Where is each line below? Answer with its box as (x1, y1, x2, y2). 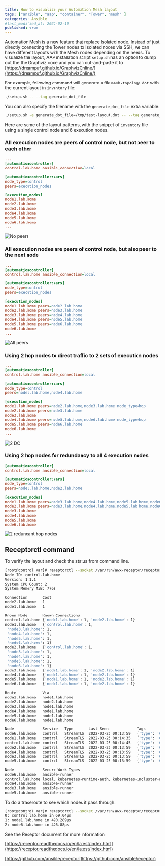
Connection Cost (5, 595, 52, 600)
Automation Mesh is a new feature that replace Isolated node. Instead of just (5, 39, 160, 45)
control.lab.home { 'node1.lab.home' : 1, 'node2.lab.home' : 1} (5, 617, 135, 622)
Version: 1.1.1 (5, 577, 36, 582)
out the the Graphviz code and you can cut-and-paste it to (5, 60, 123, 66)
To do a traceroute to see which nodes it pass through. (5, 799, 116, 805)
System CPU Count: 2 (5, 582, 48, 587)
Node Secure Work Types (5, 767, 80, 773)
